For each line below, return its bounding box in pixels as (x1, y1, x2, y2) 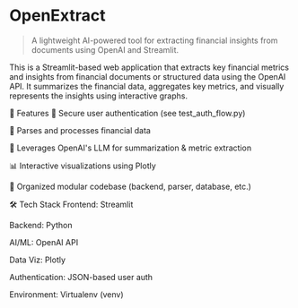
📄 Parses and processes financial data (9, 124, 151, 135)
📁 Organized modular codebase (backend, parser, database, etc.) (9, 181, 251, 192)
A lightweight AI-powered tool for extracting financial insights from (31, 35, 278, 46)
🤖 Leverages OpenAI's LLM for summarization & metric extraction (9, 142, 252, 153)
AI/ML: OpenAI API (9, 236, 79, 247)
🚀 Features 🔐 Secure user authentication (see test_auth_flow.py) (9, 107, 246, 118)
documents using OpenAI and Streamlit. (31, 44, 180, 55)
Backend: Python (9, 219, 73, 230)
